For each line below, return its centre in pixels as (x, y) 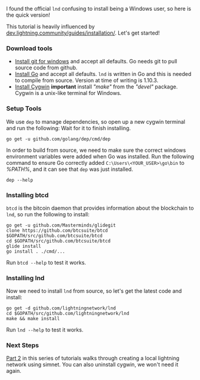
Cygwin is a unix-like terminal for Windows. (68, 93)
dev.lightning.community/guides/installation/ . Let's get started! (83, 33)
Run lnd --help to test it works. (45, 330)
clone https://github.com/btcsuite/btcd (57, 230)
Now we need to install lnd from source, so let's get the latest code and (94, 291)
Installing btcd (27, 195)
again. (14, 371)
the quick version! (28, 15)
